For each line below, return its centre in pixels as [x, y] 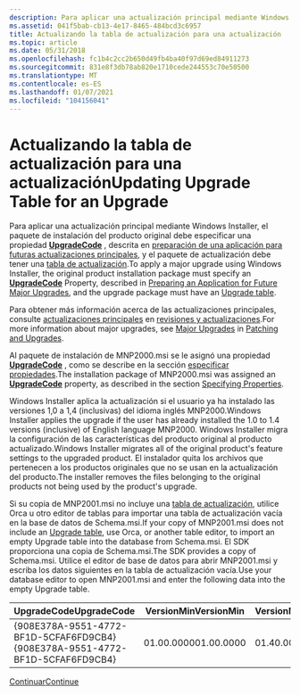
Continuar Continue [44, 682]
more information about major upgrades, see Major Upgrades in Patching [144, 329]
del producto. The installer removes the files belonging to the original [135, 477]
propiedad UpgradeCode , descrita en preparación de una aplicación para [146, 245]
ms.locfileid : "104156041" [59, 100]
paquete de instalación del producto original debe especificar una [130, 236]
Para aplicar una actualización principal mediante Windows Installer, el [139, 226]
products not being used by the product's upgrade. [104, 486]
